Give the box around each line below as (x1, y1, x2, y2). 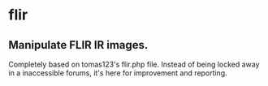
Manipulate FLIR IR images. (8, 38, 149, 52)
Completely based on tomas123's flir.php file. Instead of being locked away (8, 59, 260, 69)
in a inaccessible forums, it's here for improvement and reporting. (8, 68, 227, 78)
